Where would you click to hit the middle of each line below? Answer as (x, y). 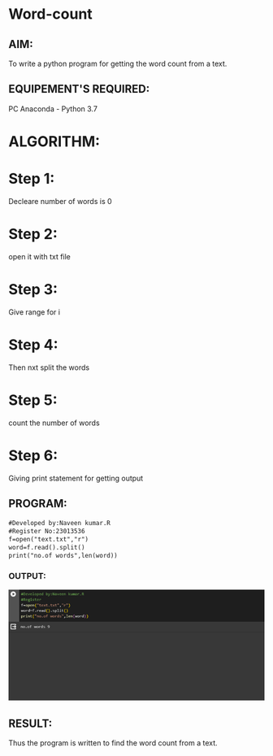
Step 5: (33, 400)
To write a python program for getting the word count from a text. (118, 63)
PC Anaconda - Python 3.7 (53, 109)
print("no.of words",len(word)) (63, 556)
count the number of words (54, 423)
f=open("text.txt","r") (49, 540)
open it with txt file (40, 256)
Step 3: (33, 290)
